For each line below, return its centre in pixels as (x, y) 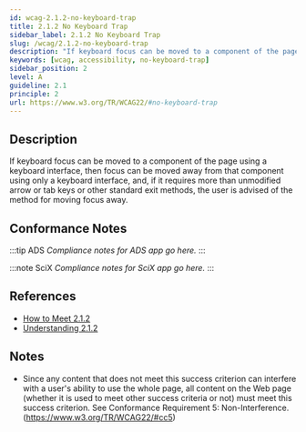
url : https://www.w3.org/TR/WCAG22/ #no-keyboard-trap (114, 102)
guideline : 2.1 (38, 85)
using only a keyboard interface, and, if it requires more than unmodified (145, 181)
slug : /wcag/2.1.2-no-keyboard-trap (79, 43)
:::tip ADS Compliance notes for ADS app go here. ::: (108, 250)
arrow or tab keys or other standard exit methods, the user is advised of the (151, 190)
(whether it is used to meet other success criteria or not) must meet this (158, 397)
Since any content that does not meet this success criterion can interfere (159, 378)
